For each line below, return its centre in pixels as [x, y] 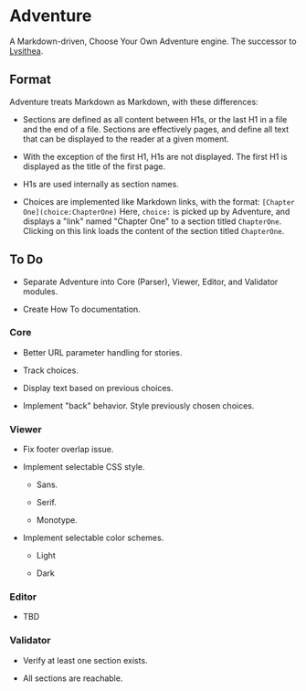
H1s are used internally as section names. [101, 184]
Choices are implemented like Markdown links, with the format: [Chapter [158, 201]
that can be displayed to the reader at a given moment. [126, 139]
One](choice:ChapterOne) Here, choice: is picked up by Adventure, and [156, 211]
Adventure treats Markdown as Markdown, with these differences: [134, 101]
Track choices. [51, 370]
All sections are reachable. [73, 678]
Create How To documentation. [82, 309]
